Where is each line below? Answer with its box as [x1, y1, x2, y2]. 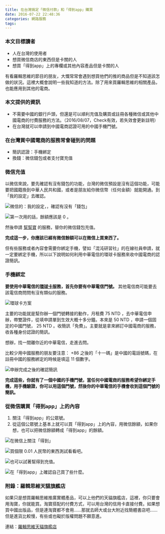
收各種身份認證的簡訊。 [5, 329, 53, 335]
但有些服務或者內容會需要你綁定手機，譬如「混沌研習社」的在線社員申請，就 [5, 245, 160, 251]
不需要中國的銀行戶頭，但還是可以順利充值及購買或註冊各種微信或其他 [12, 111, 155, 117]
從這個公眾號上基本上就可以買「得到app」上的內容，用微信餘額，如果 [12, 421, 154, 427]
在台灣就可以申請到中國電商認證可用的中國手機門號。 [12, 123, 120, 129]
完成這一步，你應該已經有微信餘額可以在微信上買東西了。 [5, 235, 121, 241]
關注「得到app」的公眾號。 [12, 415, 68, 421]
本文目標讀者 [5, 38, 36, 45]
